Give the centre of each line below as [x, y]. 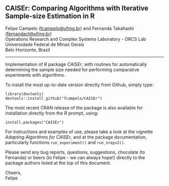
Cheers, [13, 172]
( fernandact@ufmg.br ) [28, 34]
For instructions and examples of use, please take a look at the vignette [79, 132]
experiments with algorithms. [35, 75]
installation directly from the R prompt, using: [52, 113]
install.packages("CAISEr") [35, 122]
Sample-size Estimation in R [50, 16]
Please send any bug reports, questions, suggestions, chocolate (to [75, 152]
